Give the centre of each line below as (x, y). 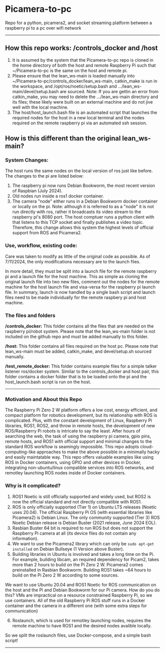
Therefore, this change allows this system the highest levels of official (83, 227)
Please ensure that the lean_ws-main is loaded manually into (73, 75)
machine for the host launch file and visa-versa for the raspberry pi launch (80, 287)
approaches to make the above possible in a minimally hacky (98, 452)
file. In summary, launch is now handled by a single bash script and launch (80, 292)
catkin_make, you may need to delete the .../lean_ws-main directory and (85, 97)
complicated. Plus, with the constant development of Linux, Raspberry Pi (79, 421)
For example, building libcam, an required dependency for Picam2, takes (86, 559)
